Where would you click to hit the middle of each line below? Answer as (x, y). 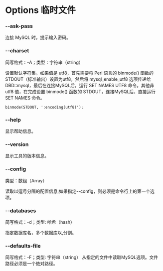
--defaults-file (23, 246)
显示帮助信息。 (20, 131)
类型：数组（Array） (26, 180)
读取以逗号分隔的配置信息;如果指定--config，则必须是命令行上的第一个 (78, 191)
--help (13, 120)
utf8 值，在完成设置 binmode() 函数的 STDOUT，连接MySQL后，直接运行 (81, 91)
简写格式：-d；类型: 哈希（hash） (40, 222)
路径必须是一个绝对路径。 (31, 264)
